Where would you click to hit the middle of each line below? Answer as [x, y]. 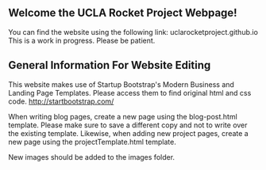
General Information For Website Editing [110, 65]
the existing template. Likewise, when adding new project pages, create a [128, 133]
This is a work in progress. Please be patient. [82, 40]
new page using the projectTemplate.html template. [92, 142]
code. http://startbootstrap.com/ [61, 101]
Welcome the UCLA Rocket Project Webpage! [123, 13]
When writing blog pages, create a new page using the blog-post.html [123, 116]
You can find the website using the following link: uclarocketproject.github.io [133, 32]
